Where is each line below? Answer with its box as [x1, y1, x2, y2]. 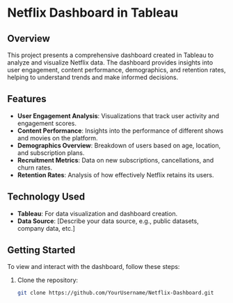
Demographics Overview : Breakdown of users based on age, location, [17, 141, 221, 149]
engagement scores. [17, 119, 77, 127]
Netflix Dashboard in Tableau [7, 5, 179, 21]
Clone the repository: [17, 276, 79, 284]
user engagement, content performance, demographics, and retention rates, [7, 66, 226, 74]
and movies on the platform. [17, 133, 99, 142]
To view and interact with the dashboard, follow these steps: [7, 263, 180, 271]
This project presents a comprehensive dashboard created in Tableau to [7, 51, 214, 59]
